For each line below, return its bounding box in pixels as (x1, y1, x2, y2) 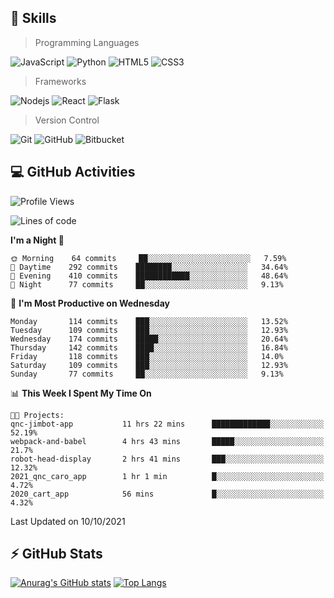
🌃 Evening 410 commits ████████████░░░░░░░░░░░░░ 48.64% (10, 271, 288, 281)
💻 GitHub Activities (10, 164, 136, 181)
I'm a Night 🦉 (10, 234, 65, 246)
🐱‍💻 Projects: (10, 410, 65, 420)
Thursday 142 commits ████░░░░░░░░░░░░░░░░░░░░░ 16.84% (10, 342, 288, 353)
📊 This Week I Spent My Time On (10, 387, 152, 399)
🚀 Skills (10, 10, 57, 27)
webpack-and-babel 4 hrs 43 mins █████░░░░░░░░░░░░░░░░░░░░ (10, 436, 325, 446)
